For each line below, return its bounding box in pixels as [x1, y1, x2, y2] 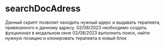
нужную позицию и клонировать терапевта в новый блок [5, 35, 127, 41]
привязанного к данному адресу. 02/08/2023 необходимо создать [5, 24, 147, 30]
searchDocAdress [5, 3, 81, 14]
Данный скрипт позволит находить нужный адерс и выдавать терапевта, [5, 19, 161, 25]
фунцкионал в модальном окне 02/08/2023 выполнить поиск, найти [5, 30, 150, 36]
